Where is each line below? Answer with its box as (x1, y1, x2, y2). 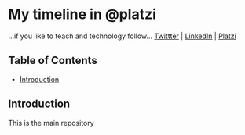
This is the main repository (8, 118, 94, 127)
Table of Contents (8, 54, 98, 67)
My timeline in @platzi (8, 5, 157, 23)
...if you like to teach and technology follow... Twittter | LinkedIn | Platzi (8, 31, 237, 41)
